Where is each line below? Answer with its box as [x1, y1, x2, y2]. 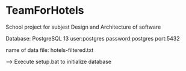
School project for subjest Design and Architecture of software [5, 23, 161, 30]
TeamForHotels [5, 4, 84, 17]
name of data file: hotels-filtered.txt [5, 46, 94, 54]
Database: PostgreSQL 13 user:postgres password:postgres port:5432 [5, 35, 180, 42]
